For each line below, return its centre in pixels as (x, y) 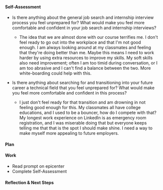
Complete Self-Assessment (39, 171)
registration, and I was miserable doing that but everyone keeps (83, 123)
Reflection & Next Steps (30, 182)
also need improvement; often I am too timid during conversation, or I (88, 63)
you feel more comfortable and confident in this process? (69, 93)
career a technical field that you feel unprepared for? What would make (83, 88)
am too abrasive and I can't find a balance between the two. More (85, 68)
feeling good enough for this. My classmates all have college (80, 108)
